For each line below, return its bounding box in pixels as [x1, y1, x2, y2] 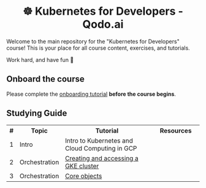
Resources [159, 126, 192, 135]
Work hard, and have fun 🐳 [6, 56, 74, 63]
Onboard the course [6, 74, 85, 84]
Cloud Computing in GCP [65, 144, 137, 152]
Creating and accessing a [65, 154, 139, 162]
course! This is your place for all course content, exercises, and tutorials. [6, 44, 190, 52]
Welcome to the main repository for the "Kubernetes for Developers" [6, 37, 180, 45]
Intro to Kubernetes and [65, 136, 133, 145]
